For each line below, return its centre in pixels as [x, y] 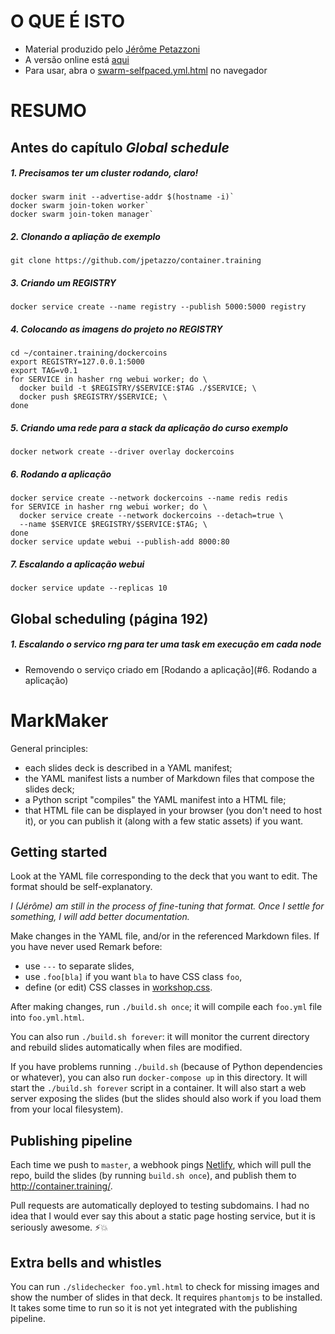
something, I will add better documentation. [100, 917]
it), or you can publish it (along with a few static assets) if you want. [164, 821]
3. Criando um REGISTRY [63, 283]
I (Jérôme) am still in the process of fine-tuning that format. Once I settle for [167, 906]
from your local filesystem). [67, 1109]
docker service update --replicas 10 [89, 588]
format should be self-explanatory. [81, 887]
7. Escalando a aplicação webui [77, 564]
